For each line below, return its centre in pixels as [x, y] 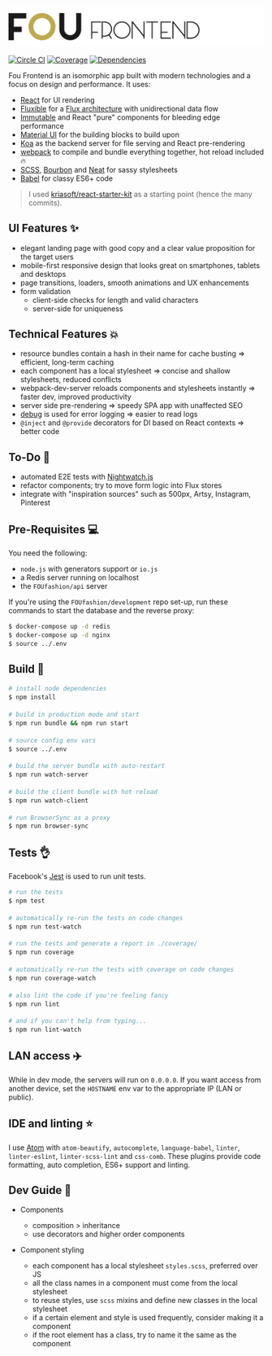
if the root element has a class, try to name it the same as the [134, 1335]
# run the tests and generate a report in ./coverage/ [103, 944]
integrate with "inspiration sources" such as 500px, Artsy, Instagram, [136, 494]
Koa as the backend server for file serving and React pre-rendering [132, 143]
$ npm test [27, 901]
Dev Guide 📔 [40, 1190]
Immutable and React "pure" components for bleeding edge [120, 117]
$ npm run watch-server [49, 775]
